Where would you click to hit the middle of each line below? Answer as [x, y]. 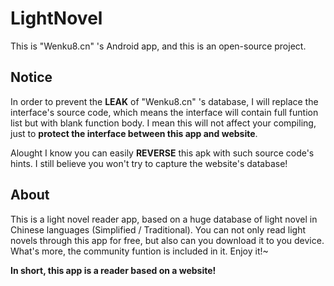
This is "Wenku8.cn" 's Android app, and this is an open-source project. [158, 46]
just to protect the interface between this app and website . [134, 133]
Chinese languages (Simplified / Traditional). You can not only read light [158, 229]
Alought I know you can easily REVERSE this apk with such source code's [162, 153]
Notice [31, 77]
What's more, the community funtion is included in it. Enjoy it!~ [139, 251]
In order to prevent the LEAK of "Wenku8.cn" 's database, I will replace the [164, 101]
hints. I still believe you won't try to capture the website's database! [149, 163]
